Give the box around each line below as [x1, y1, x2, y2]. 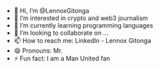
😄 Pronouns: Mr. [13, 46, 63, 55]
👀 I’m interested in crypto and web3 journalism [13, 14, 148, 22]
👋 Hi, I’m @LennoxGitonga [13, 7, 89, 15]
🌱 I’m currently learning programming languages [13, 22, 154, 29]
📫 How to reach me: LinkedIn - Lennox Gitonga [13, 37, 152, 44]
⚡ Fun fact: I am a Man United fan [13, 54, 110, 62]
